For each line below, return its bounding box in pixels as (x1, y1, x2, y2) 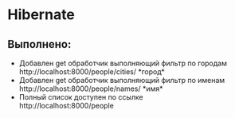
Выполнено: (7, 37, 72, 51)
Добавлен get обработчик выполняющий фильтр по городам (18, 58, 228, 68)
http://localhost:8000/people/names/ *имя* (18, 84, 164, 93)
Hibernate (7, 6, 75, 24)
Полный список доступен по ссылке (18, 92, 144, 101)
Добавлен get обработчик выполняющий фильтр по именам (18, 76, 225, 85)
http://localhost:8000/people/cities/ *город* (18, 67, 165, 77)
